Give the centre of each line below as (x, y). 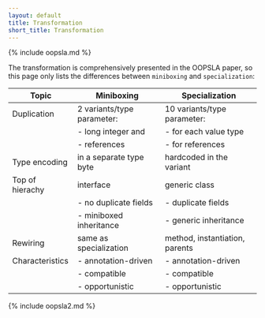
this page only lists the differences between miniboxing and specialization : (131, 77)
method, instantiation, (205, 238)
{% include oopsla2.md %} (52, 306)
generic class (190, 185)
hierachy (28, 190)
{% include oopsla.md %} (50, 53)
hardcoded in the (196, 157)
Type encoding (40, 163)
